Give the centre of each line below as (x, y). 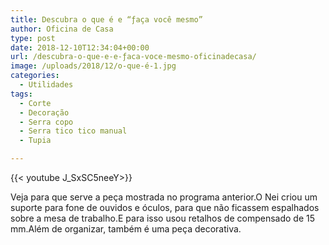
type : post (33, 38)
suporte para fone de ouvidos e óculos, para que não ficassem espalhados (165, 207)
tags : (21, 94)
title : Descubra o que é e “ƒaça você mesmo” (106, 19)
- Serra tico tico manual (73, 131)
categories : (35, 76)
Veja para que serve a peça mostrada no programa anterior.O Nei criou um (164, 197)
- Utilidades (46, 85)
